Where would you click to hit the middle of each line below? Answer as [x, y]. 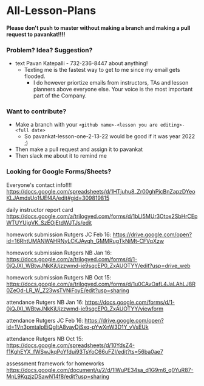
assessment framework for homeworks [55, 363]
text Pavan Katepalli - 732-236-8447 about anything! [81, 63]
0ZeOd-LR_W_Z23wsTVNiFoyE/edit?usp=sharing [68, 290]
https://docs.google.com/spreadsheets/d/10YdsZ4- [71, 345]
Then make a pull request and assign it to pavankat [79, 149]
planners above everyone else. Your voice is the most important [113, 89]
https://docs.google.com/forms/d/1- [130, 302]
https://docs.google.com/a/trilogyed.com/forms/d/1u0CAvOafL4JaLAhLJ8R [101, 284]
